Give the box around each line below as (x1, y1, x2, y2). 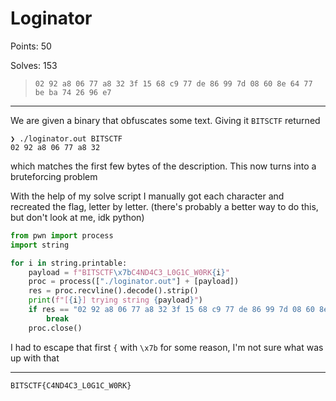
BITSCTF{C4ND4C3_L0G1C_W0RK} (10, 380, 132, 391)
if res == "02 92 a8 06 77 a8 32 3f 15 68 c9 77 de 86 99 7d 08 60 (28, 305, 315, 315)
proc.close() (28, 323, 83, 333)
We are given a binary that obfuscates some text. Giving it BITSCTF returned (10, 114, 321, 126)
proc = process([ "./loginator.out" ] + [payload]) (28, 277, 240, 287)
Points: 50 (10, 40, 52, 52)
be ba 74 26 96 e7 (34, 87, 112, 97)
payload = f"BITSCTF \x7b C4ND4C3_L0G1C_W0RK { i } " (28, 267, 230, 277)
